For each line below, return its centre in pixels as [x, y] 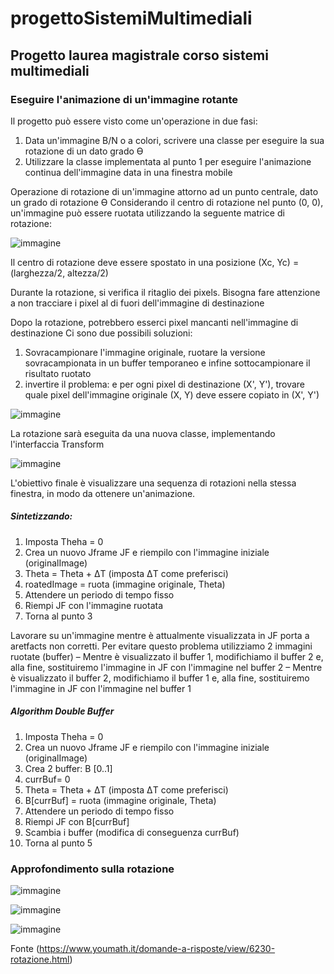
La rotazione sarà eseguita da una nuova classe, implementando [143, 433]
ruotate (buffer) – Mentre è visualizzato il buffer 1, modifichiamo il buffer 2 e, [167, 656]
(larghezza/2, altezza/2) [59, 273]
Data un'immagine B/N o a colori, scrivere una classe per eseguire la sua [174, 140]
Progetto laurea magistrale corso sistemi [139, 55]
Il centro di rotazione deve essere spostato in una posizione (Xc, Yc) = [155, 262]
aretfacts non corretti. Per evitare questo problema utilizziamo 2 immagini [161, 646]
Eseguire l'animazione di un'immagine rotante [124, 99]
